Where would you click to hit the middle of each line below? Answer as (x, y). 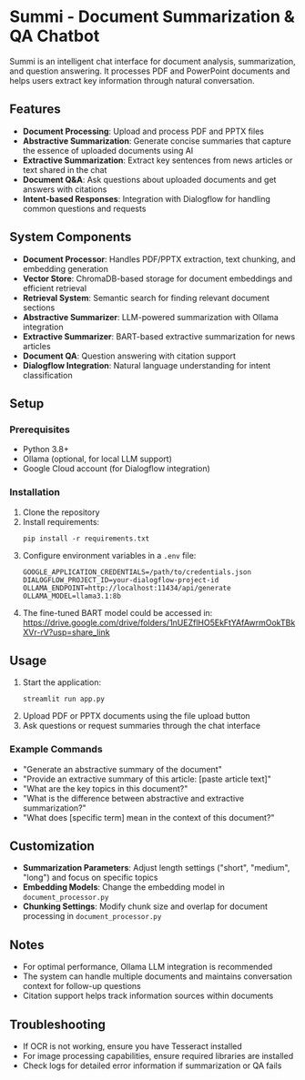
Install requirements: (61, 521)
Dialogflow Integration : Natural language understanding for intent (147, 365)
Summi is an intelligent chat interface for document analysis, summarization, (152, 61)
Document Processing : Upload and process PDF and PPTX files (143, 131)
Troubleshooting (58, 1024)
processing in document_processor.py (92, 916)
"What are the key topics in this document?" (105, 788)
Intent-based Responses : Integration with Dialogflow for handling (147, 198)
